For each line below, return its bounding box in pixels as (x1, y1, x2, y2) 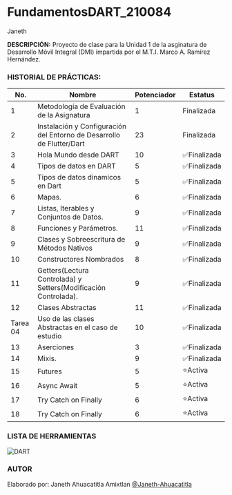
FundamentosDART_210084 (7, 4, 172, 20)
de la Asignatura (37, 110, 90, 120)
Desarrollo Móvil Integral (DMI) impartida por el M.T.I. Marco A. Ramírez (7, 48, 211, 56)
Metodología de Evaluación (37, 101, 126, 111)
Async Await (37, 380, 78, 390)
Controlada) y (37, 274, 82, 284)
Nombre (68, 90, 97, 100)
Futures (37, 367, 62, 376)
